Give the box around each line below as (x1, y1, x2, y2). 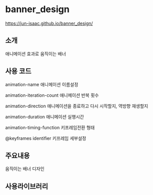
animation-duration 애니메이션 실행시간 (5, 113, 84, 120)
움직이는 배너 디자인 (5, 166, 44, 172)
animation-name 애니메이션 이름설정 (5, 81, 79, 87)
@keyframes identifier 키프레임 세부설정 (5, 135, 87, 141)
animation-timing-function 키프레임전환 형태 (5, 124, 95, 130)
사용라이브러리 (5, 182, 48, 190)
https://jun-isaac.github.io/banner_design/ (5, 20, 93, 26)
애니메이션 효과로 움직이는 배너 (5, 51, 67, 57)
